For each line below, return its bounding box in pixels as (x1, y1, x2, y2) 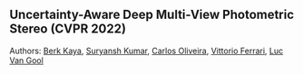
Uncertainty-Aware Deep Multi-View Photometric (9, 7, 295, 23)
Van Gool (9, 54, 44, 66)
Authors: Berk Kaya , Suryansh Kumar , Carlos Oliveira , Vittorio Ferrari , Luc (9, 45, 284, 56)
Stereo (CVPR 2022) (9, 22, 127, 37)
